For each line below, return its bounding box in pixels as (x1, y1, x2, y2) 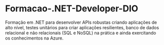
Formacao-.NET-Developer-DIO (5, 3, 139, 14)
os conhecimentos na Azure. (5, 35, 64, 41)
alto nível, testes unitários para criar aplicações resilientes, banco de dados (5, 24, 160, 30)
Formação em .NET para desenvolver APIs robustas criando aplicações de (5, 19, 157, 25)
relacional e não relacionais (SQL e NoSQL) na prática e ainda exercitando (5, 30, 156, 36)
